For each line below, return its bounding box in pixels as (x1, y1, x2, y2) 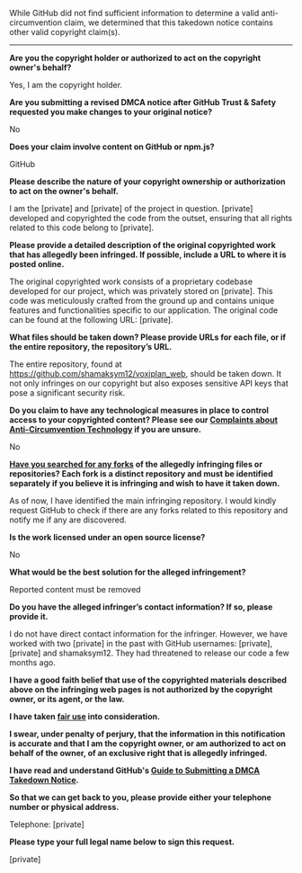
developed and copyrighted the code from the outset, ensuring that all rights (9, 213, 293, 223)
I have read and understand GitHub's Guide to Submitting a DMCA (9, 765, 261, 776)
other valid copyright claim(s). (9, 27, 120, 37)
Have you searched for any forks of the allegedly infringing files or (9, 459, 263, 469)
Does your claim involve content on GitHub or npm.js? (9, 141, 215, 152)
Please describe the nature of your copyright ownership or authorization (9, 176, 286, 187)
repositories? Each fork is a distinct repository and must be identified (9, 468, 273, 479)
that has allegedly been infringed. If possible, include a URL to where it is (9, 249, 287, 260)
